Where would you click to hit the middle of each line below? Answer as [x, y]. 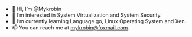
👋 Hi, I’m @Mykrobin [37, 9]
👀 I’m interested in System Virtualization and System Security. [87, 15]
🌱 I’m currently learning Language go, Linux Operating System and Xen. [99, 21]
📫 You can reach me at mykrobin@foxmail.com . [71, 28]
